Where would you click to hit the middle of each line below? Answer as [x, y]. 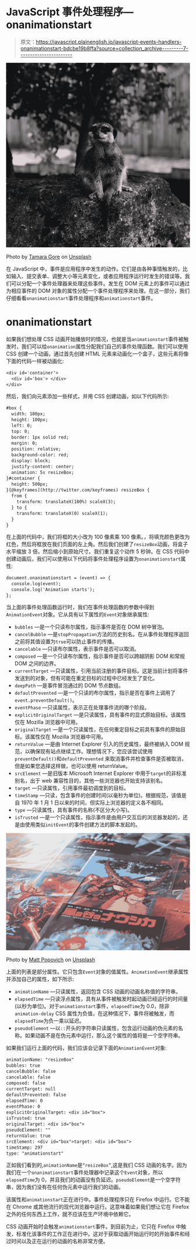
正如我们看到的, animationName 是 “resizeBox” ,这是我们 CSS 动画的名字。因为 [97, 1165]
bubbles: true [23, 1065]
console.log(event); [36, 583]
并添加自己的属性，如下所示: [40, 979]
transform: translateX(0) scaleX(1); [62, 513]
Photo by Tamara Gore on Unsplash [49, 257]
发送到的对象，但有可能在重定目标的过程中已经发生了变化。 [86, 678]
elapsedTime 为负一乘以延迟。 [49, 1020]
